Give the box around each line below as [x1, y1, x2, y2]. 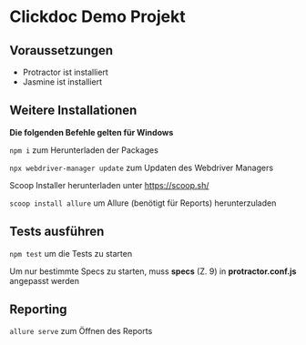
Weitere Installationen [9, 103, 138, 118]
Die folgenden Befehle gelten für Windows [9, 127, 174, 137]
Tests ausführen [9, 224, 105, 239]
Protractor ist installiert [22, 66, 109, 77]
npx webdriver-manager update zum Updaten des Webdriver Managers [9, 162, 274, 173]
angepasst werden [9, 275, 80, 286]
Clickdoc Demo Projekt [9, 6, 186, 27]
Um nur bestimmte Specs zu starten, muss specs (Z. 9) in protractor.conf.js [9, 266, 297, 277]
